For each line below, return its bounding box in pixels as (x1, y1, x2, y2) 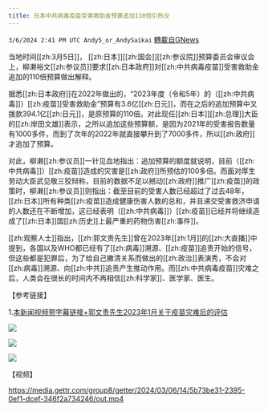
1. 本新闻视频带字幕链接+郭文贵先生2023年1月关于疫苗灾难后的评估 (8, 307, 229, 316)
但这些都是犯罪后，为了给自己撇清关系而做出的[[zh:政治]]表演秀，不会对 (8, 253, 247, 263)
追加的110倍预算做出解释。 (8, 71, 96, 81)
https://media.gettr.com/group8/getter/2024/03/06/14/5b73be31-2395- (8, 385, 246, 395)
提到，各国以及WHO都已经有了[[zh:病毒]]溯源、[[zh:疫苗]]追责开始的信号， (8, 243, 257, 252)
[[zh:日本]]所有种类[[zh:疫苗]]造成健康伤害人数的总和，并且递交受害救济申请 (8, 195, 260, 205)
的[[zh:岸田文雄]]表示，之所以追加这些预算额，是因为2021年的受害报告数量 (8, 119, 256, 128)
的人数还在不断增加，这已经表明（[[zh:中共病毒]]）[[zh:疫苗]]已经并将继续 (8, 206, 253, 216)
